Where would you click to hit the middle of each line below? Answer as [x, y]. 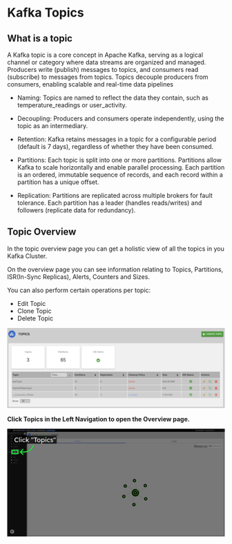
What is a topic [40, 38]
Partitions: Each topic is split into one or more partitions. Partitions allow [119, 160]
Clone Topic [34, 311]
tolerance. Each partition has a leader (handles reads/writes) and [109, 203]
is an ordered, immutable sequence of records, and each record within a [120, 175]
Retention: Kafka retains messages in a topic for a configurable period [117, 139]
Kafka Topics [46, 13]
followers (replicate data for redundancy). [76, 210]
